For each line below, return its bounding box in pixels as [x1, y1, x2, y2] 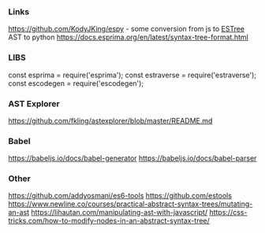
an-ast [8, 208, 30, 217]
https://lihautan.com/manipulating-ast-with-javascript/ [31, 208, 207, 217]
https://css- [208, 208, 248, 217]
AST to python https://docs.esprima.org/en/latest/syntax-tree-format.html [8, 32, 248, 42]
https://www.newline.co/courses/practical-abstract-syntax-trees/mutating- [8, 199, 253, 209]
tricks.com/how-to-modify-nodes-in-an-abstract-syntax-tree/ [8, 216, 211, 226]
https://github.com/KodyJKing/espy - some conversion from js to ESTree [8, 24, 245, 34]
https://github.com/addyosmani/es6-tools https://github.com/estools [8, 191, 233, 201]
